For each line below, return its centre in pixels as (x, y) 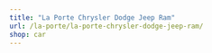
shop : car (28, 34)
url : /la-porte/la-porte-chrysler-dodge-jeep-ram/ (106, 26)
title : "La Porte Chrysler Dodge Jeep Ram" (92, 18)
